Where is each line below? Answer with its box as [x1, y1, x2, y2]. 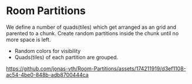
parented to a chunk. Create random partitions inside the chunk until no [6, 29, 179, 36]
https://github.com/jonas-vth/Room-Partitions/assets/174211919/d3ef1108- [6, 65, 186, 72]
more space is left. [6, 36, 51, 43]
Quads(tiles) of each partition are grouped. [14, 53, 119, 61]
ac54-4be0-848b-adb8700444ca [6, 71, 89, 78]
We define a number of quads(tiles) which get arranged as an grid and [6, 23, 177, 31]
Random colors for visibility [14, 47, 81, 54]
